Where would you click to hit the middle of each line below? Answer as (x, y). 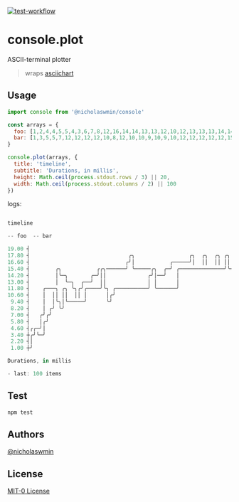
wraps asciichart (49, 73)
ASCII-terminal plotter (39, 59)
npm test (20, 412)
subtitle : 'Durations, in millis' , (67, 171)
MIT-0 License (28, 491)
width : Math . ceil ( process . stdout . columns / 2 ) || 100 (95, 184)
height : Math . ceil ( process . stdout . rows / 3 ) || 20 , (92, 177)
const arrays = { (33, 124)
